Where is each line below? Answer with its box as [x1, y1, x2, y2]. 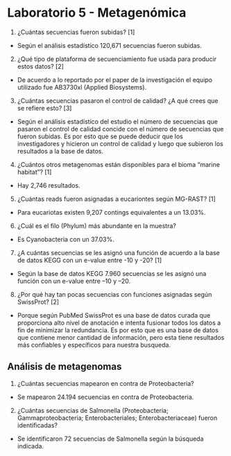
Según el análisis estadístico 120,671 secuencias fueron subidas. [17, 41, 203, 49]
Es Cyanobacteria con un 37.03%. [17, 235, 114, 243]
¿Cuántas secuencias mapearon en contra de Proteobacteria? [17, 379, 194, 387]
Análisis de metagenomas [7, 361, 122, 373]
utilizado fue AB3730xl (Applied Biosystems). [17, 83, 147, 91]
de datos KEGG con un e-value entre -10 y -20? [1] [17, 256, 162, 264]
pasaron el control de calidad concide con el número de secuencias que [17, 124, 224, 133]
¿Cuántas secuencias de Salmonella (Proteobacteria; [17, 406, 169, 414]
